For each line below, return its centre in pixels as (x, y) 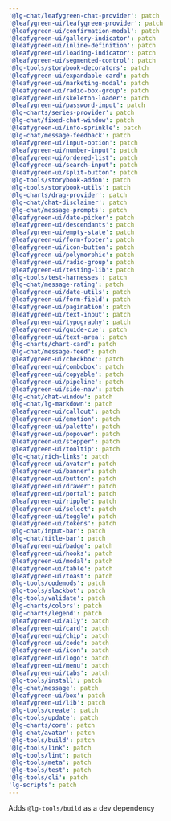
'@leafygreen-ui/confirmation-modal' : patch (84, 31)
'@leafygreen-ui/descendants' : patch (71, 225)
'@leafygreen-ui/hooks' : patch (61, 553)
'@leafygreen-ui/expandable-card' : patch (79, 76)
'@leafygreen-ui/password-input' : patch (77, 105)
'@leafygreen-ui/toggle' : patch (62, 516)
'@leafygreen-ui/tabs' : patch (59, 673)
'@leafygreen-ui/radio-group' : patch (71, 262)
